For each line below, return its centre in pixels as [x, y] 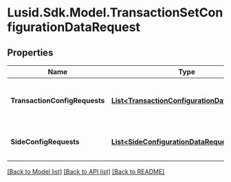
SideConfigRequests [45, 142]
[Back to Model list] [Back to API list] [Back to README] [86, 172]
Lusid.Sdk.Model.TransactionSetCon [115, 13]
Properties [30, 53]
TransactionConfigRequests [58, 101]
